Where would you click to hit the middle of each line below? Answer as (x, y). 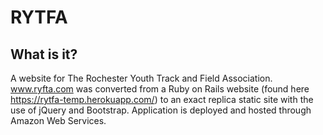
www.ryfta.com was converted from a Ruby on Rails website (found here (160, 89)
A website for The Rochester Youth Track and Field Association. (141, 78)
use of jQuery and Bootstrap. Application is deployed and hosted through (161, 110)
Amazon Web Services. (58, 120)
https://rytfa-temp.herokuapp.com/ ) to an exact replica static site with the (162, 99)
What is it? (44, 54)
